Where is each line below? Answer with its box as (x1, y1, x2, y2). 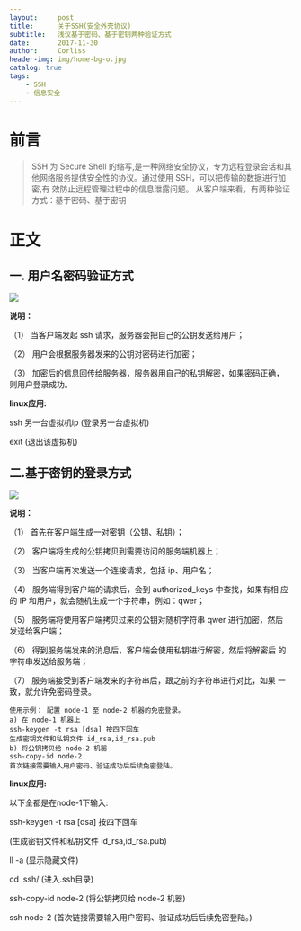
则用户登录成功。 (9, 379, 73, 390)
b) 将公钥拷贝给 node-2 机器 (9, 744, 108, 753)
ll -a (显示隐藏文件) (9, 855, 79, 865)
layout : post (9, 13, 75, 22)
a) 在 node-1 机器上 (9, 715, 81, 724)
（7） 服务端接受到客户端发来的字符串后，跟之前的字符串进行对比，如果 (9, 675, 276, 686)
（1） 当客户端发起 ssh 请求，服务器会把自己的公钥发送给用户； (9, 330, 245, 341)
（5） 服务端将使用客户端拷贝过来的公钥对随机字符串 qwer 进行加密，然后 (9, 615, 284, 625)
